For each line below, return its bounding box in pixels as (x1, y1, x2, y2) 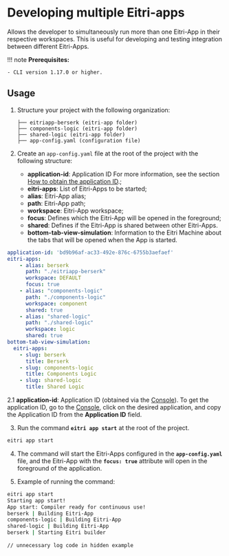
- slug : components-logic (19, 364, 94, 371)
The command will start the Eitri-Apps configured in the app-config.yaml (17, 449, 223, 458)
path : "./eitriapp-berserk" (25, 268, 107, 275)
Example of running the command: (17, 477, 116, 486)
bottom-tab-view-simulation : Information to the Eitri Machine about (27, 228, 222, 237)
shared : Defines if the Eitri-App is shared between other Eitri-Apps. (27, 221, 218, 229)
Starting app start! (7, 497, 67, 504)
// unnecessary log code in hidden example (7, 542, 134, 548)
